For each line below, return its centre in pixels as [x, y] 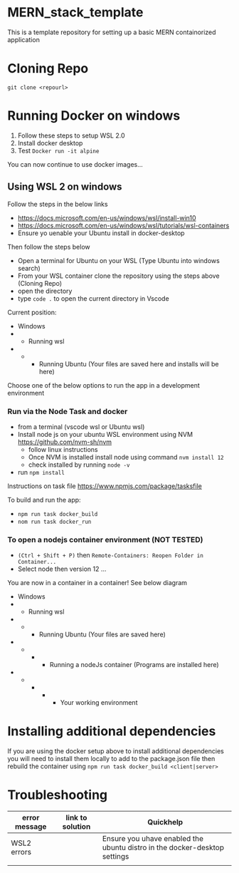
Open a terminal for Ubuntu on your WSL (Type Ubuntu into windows [119, 260]
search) [29, 268]
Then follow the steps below [49, 247]
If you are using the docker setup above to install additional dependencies [116, 751]
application [24, 39]
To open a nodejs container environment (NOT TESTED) [106, 539]
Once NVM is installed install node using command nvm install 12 [126, 457]
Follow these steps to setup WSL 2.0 [71, 135]
